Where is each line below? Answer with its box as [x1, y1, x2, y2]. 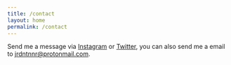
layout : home [7, 17, 46, 24]
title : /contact [7, 10, 55, 17]
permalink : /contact [7, 23, 68, 30]
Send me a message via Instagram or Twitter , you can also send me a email [7, 43, 225, 51]
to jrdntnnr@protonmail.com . [7, 50, 91, 58]
